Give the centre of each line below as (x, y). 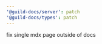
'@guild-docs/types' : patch (42, 17)
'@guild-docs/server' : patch (43, 12)
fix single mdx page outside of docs (51, 34)
